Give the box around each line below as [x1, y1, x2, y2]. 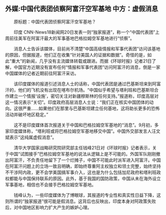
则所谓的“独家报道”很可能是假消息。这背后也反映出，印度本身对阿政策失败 [5, 198, 157, 204]
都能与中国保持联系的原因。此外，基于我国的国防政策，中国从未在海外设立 [9, 175, 161, 181]
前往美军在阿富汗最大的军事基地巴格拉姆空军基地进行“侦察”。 [9, 35, 135, 41]
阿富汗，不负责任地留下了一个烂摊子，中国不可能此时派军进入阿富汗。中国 [9, 157, 161, 163]
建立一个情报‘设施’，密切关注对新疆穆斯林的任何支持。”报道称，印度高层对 [9, 93, 159, 99]
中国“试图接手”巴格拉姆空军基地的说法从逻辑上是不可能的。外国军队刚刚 [9, 151, 157, 156]
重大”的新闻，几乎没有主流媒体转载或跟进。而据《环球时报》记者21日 [11, 58, 152, 64]
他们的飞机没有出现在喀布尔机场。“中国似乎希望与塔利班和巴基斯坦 [18, 87, 155, 92]
